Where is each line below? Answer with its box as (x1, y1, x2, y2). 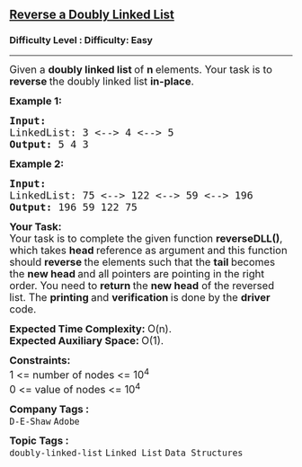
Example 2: (9, 157, 65, 170)
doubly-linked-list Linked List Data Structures (9, 447, 244, 459)
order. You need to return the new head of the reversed (9, 278, 275, 292)
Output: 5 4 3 (9, 137, 89, 151)
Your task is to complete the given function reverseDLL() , (9, 232, 283, 245)
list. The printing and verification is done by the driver (9, 291, 271, 304)
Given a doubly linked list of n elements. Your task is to (9, 63, 272, 75)
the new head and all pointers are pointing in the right (9, 267, 265, 280)
